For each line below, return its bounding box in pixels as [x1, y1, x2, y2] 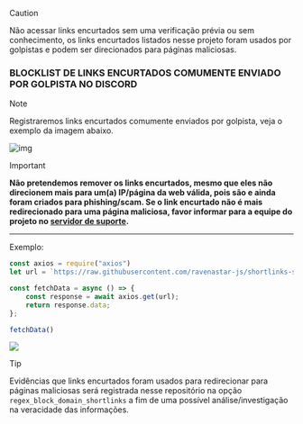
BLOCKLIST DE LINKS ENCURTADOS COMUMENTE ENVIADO [9, 67, 281, 79]
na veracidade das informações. [9, 404, 129, 415]
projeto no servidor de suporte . [9, 216, 129, 227]
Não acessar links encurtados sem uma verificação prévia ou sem [9, 25, 255, 35]
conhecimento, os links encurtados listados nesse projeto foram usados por [9, 35, 291, 45]
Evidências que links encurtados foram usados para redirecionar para [9, 375, 269, 386]
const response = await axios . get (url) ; [25, 292, 179, 301]
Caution [9, 8, 39, 18]
